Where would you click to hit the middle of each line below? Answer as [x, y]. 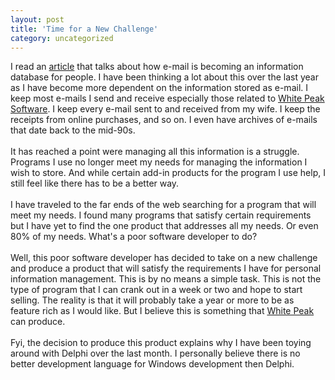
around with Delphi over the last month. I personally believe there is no [155, 353]
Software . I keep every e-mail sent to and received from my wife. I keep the [165, 109]
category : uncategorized [62, 38]
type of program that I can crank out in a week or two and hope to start [156, 290]
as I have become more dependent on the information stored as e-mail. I [159, 88]
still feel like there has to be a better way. [95, 183]
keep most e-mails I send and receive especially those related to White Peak [167, 98]
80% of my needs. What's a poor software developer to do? [134, 237]
